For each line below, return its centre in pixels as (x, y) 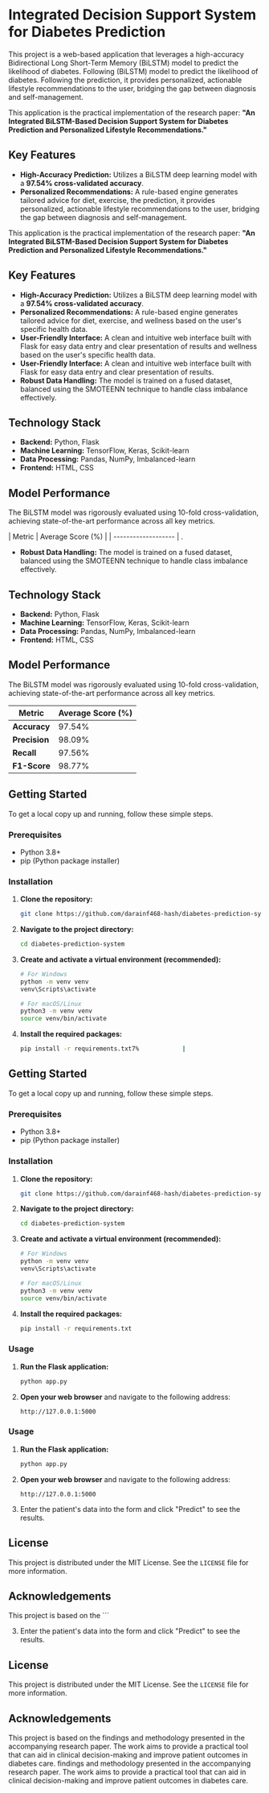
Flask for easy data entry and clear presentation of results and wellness (139, 346)
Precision (31, 739)
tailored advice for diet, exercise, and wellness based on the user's (131, 321)
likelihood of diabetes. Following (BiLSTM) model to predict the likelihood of (133, 71)
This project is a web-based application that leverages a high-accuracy (126, 54)
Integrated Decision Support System (132, 15)
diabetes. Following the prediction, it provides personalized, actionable (125, 80)
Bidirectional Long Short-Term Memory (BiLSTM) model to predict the (124, 63)
